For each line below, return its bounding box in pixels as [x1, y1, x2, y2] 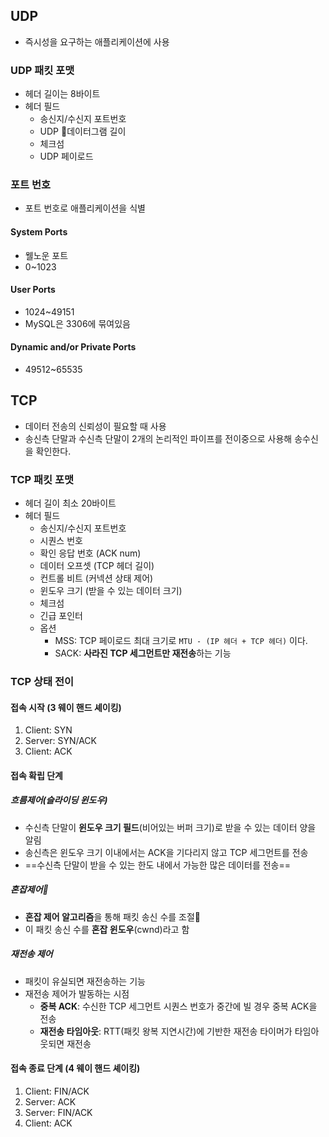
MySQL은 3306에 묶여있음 [24, 317, 131, 329]
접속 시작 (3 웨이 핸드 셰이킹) [10, 701, 122, 713]
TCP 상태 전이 [10, 675, 75, 689]
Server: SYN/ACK [24, 735, 97, 747]
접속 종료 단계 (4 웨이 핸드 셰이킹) [10, 1062, 141, 1074]
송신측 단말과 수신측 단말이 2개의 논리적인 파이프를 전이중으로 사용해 [24, 432, 293, 444]
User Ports [10, 284, 56, 296]
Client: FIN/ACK [24, 1085, 90, 1097]
